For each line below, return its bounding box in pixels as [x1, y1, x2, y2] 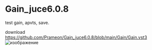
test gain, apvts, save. [5, 20, 50, 25]
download [5, 29, 25, 35]
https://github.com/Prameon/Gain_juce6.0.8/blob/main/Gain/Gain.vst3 [5, 34, 147, 40]
